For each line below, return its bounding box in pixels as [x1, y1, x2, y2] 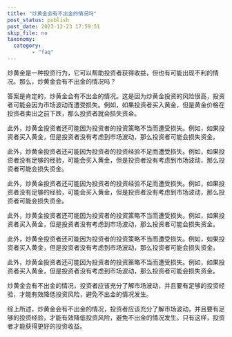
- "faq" [32, 49, 54, 56]
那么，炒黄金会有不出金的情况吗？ [19, 77, 116, 85]
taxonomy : [7, 36, 36, 43]
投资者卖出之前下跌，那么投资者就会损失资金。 [7, 109, 140, 118]
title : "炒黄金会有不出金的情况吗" [7, 10, 97, 17]
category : [13, 42, 41, 49]
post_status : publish [7, 17, 70, 24]
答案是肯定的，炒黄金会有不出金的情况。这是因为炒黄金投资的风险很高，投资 [7, 91, 225, 100]
